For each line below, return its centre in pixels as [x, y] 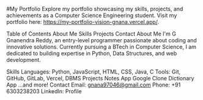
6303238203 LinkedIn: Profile [44, 91]
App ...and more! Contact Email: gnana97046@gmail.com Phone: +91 [94, 85]
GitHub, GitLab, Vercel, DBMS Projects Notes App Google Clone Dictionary [100, 78]
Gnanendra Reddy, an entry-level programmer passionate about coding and [102, 40]
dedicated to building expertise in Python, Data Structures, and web [92, 53]
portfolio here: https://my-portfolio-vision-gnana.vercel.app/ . [83, 22]
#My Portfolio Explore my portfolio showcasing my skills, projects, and [95, 9]
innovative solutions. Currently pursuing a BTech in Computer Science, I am [102, 47]
